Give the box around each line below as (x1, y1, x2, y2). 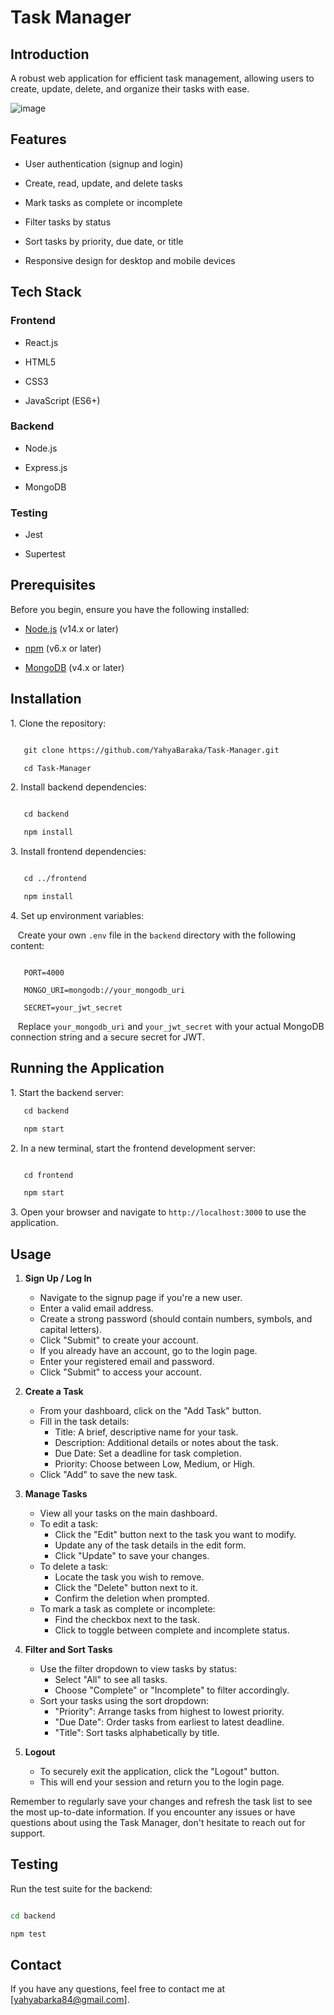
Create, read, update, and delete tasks (24, 177, 183, 189)
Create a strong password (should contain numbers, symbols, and (39, 1313, 313, 1325)
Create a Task (24, 1386, 84, 1398)
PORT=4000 (23, 967, 65, 978)
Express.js (24, 461, 68, 473)
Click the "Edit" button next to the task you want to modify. (54, 1529, 297, 1541)
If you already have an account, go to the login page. (39, 1345, 258, 1357)
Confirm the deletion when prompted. (54, 1592, 210, 1605)
